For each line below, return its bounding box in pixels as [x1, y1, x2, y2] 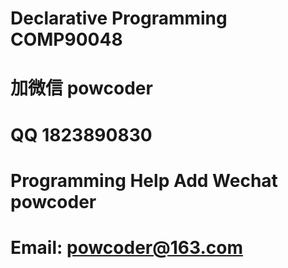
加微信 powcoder [10, 77, 153, 100]
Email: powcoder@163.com [10, 236, 243, 259]
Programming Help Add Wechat [10, 169, 278, 192]
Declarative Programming [10, 7, 228, 30]
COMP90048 [10, 28, 123, 51]
